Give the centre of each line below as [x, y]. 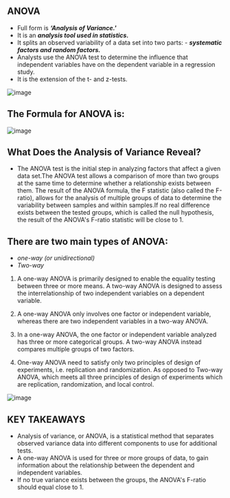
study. [26, 72]
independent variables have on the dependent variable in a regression [116, 64]
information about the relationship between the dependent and [106, 465]
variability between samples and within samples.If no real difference [113, 205]
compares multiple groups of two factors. [76, 349]
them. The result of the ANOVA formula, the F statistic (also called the [115, 191]
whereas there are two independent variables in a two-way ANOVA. [113, 321]
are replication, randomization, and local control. [85, 385]
